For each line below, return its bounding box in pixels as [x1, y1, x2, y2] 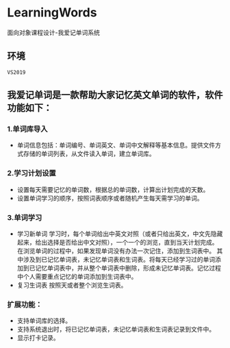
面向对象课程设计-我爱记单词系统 [7, 28, 101, 36]
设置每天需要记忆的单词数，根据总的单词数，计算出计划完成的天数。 [16, 185, 209, 193]
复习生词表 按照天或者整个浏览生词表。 [16, 281, 127, 289]
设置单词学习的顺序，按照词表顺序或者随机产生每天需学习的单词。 [16, 194, 203, 202]
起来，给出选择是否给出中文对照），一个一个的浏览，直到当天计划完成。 [16, 238, 218, 247]
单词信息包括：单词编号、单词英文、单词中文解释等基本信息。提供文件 [16, 141, 216, 149]
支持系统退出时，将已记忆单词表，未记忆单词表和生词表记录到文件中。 [16, 325, 216, 334]
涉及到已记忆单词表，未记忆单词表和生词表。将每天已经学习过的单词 [23, 256, 216, 264]
